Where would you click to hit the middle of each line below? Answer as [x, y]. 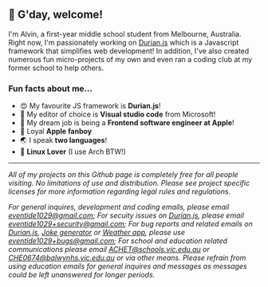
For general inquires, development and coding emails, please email [119, 207]
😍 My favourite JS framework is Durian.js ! [90, 106]
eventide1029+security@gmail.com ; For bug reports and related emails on [131, 224]
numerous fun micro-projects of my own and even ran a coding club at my [130, 59]
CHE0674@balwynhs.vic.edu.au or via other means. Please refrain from [127, 258]
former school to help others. [56, 68]
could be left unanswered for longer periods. [82, 275]
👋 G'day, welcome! [56, 15]
